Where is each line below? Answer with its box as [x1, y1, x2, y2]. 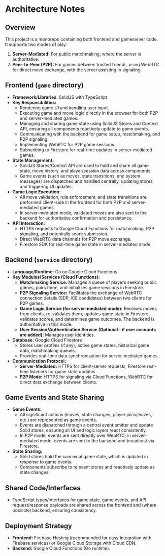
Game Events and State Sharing [5, 393, 104, 402]
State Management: [12, 157, 54, 163]
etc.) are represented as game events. [19, 417, 97, 423]
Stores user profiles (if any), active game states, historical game [19, 342, 150, 348]
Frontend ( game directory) [5, 81, 84, 89]
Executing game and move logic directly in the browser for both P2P [19, 110, 158, 116]
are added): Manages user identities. [19, 332, 95, 338]
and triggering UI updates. [19, 183, 73, 189]
